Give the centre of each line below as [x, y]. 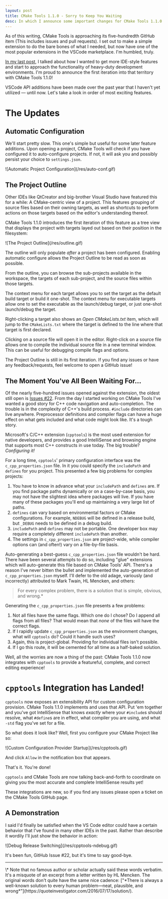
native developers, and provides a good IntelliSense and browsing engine [81, 440]
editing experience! [25, 667]
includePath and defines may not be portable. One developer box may [85, 528]
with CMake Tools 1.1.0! [29, 78]
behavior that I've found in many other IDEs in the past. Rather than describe [84, 830]
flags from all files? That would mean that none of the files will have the [86, 621]
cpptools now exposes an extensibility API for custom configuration [75, 702]
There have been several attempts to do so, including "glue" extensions [79, 559]
